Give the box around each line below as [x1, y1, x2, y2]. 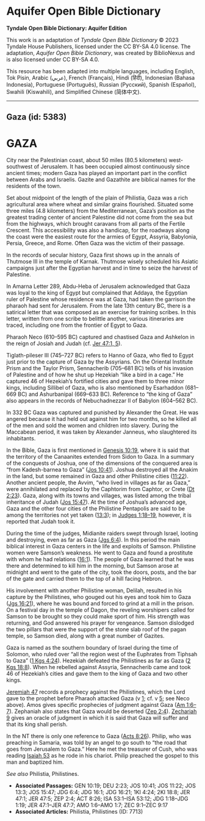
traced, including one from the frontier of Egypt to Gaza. [6, 321, 148, 329]
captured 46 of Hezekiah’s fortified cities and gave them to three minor [6, 378, 185, 385]
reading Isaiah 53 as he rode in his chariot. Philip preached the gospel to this [6, 752, 199, 759]
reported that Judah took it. [6, 518, 75, 525]
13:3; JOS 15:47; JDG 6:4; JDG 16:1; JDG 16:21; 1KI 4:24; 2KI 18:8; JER [15, 789, 190, 796]
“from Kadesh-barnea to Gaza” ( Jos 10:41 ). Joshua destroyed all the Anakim [6, 466, 198, 473]
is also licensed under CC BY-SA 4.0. [6, 56, 99, 63]
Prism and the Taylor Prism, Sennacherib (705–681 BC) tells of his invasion [6, 365, 194, 372]
